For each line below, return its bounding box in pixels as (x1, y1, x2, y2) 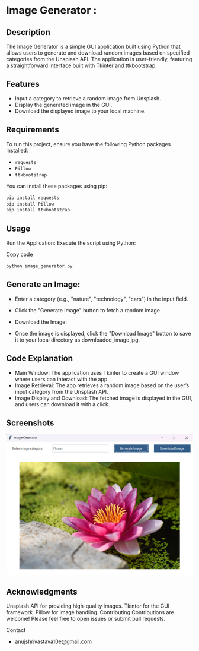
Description (6, 27, 50, 37)
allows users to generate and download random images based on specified (6, 49, 190, 56)
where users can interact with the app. (14, 375, 110, 383)
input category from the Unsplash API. (14, 388, 108, 395)
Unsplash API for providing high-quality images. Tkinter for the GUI (6, 602, 170, 609)
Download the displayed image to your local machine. (14, 108, 146, 115)
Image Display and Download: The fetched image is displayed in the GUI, (14, 394, 192, 402)
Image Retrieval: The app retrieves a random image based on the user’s (14, 381, 190, 389)
